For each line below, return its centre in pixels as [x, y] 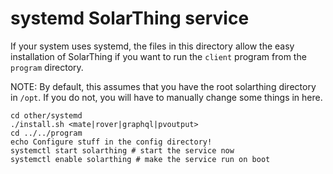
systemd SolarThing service [130, 18]
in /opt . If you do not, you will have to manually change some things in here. [166, 97]
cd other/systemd [46, 115]
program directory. [47, 67]
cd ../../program [46, 133]
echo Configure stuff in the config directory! [111, 142]
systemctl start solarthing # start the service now [122, 150]
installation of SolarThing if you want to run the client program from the [158, 56]
